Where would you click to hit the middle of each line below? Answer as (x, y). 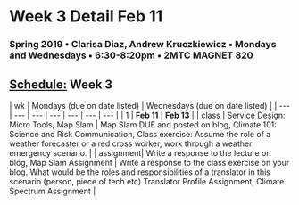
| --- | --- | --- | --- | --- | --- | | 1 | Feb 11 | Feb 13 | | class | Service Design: (147, 115)
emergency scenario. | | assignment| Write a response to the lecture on (140, 152)
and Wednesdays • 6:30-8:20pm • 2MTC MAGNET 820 (131, 55)
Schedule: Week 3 (61, 84)
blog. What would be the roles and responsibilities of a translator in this (140, 172)
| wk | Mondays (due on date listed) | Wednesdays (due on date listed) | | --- (149, 105)
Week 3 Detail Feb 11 (86, 16)
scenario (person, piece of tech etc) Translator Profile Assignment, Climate (147, 181)
